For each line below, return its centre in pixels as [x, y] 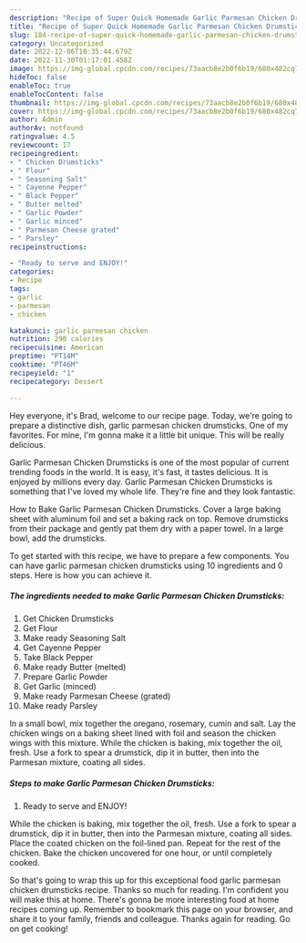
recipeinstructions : [49, 247]
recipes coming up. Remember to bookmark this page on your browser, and [151, 909]
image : [22, 69]
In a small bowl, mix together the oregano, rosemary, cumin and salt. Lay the [153, 724]
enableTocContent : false [56, 94]
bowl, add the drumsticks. [58, 538]
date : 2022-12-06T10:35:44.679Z [71, 52]
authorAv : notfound [46, 129]
